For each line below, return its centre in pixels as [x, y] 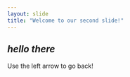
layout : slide [28, 14]
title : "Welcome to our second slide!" [66, 20]
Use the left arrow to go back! [50, 66]
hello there [31, 49]
